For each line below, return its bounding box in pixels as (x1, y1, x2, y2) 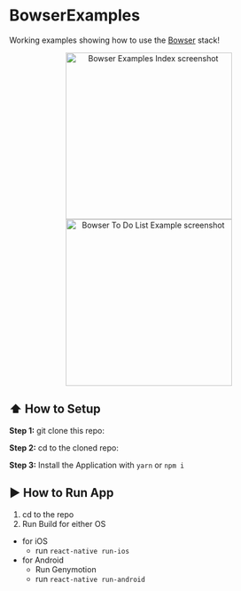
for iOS (21, 535, 49, 547)
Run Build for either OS (21, 518, 106, 529)
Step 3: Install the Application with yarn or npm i (9, 459, 184, 470)
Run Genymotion (35, 563, 97, 574)
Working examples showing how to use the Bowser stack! (9, 35, 220, 45)
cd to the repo (21, 508, 74, 520)
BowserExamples (9, 5, 140, 26)
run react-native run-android (35, 573, 146, 584)
